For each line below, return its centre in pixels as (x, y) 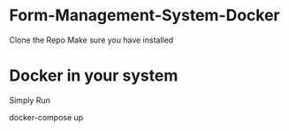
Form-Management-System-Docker (144, 15)
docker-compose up (46, 117)
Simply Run (30, 100)
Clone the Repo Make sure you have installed (91, 40)
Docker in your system (94, 76)
